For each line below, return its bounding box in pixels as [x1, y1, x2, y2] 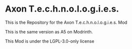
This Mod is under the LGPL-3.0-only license [5, 38, 95, 44]
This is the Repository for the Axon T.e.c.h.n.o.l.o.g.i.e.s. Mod [5, 19, 128, 25]
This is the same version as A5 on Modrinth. [5, 29, 93, 34]
